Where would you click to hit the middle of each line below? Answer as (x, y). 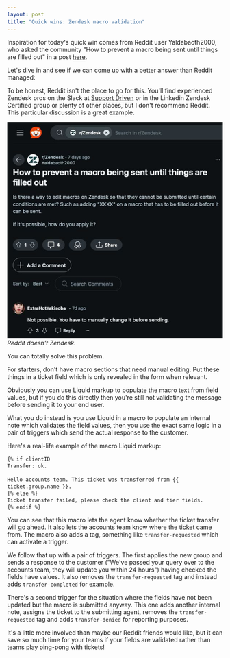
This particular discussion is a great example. (71, 112)
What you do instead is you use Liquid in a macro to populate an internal (109, 417)
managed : (21, 77)
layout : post (26, 14)
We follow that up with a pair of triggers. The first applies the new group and (115, 555)
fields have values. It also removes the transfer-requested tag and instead (112, 576)
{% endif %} (24, 507)
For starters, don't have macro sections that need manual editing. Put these (113, 369)
